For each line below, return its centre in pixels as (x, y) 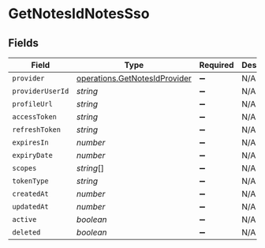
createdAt (30, 194)
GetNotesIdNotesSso (79, 14)
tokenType (30, 181)
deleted (26, 233)
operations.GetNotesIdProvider (134, 78)
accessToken (35, 116)
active (24, 219)
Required (216, 65)
